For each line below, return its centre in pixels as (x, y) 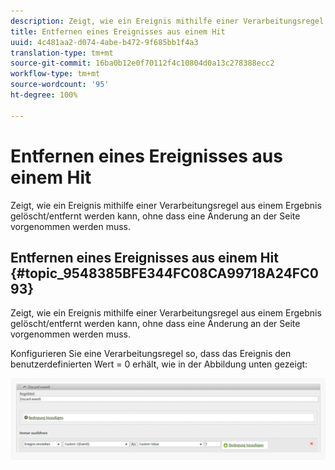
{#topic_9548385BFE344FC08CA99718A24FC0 (164, 273)
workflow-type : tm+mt (55, 74)
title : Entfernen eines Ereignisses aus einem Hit (118, 31)
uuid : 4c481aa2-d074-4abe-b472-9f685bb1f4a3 (104, 42)
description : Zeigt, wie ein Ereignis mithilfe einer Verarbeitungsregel (167, 21)
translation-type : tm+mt (62, 53)
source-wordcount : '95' (60, 85)
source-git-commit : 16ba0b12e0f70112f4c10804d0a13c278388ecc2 (142, 63)
